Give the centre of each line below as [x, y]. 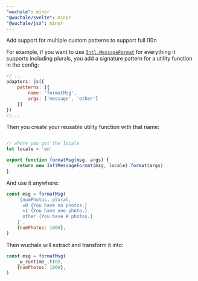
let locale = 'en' [29, 149]
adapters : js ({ [25, 82]
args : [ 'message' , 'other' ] [63, 98]
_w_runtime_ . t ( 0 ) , [40, 262]
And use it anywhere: [33, 183]
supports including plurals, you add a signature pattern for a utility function [99, 59]
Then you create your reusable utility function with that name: [83, 127]
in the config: [23, 65]
